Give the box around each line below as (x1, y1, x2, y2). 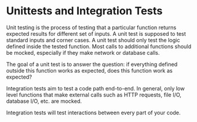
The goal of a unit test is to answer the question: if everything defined (6, 61, 178, 68)
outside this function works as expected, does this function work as (6, 67, 173, 74)
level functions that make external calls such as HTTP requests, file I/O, (6, 91, 182, 98)
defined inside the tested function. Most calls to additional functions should (6, 43, 192, 50)
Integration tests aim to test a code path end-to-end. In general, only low (6, 85, 185, 92)
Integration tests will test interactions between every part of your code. (6, 109, 181, 116)
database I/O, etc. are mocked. (6, 97, 82, 105)
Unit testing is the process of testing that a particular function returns (6, 24, 177, 31)
